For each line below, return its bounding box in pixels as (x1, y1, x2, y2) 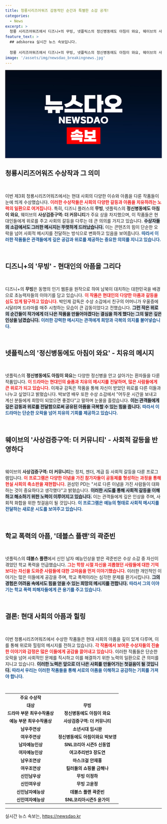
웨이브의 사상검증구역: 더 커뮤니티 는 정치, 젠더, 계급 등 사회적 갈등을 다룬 (5, 469, 146, 475)
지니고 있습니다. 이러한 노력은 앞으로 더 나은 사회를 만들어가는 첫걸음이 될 (5, 661, 146, 667)
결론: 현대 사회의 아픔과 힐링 (5, 612, 86, 621)
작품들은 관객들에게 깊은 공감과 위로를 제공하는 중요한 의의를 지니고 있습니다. (14, 236, 162, 242)
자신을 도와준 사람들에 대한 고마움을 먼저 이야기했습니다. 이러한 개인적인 (18, 568, 157, 574)
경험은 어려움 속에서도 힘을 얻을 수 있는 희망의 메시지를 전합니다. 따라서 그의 (5, 581, 151, 587)
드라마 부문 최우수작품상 (7, 710, 54, 716)
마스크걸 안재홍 (73, 757, 102, 763)
